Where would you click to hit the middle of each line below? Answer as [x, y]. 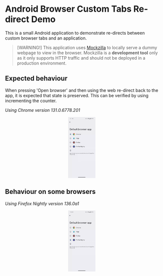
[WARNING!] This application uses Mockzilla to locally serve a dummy [87, 47]
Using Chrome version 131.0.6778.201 [43, 110]
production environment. [42, 63]
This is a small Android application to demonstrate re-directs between [75, 33]
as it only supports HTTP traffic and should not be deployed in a [81, 58]
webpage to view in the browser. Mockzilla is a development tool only [87, 53]
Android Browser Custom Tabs [68, 9]
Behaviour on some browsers [50, 192]
